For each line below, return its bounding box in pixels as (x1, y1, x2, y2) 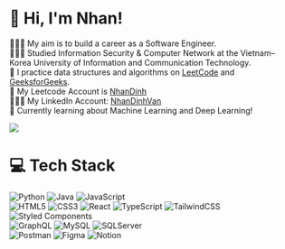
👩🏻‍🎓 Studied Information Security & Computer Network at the (9, 47, 239, 58)
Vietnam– (240, 47, 276, 58)
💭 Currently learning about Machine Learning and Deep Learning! (9, 105, 253, 115)
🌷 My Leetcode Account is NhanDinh (9, 86, 147, 97)
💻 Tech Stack (9, 155, 116, 176)
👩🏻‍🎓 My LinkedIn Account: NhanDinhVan (9, 95, 162, 106)
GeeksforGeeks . (9, 76, 71, 87)
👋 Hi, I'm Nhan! (9, 8, 124, 29)
